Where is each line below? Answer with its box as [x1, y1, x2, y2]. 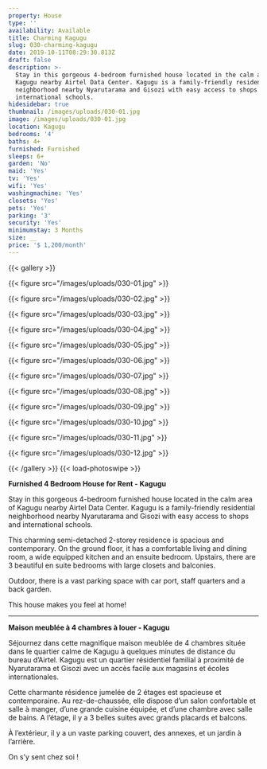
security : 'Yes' [8, 219, 62, 227]
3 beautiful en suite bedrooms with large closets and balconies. [8, 560, 216, 570]
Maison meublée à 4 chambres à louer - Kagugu [8, 623, 170, 632]
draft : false [8, 57, 52, 64]
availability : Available [8, 26, 91, 34]
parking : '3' [8, 212, 52, 220]
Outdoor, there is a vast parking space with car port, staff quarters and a [8, 576, 246, 585]
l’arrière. [8, 736, 36, 746]
